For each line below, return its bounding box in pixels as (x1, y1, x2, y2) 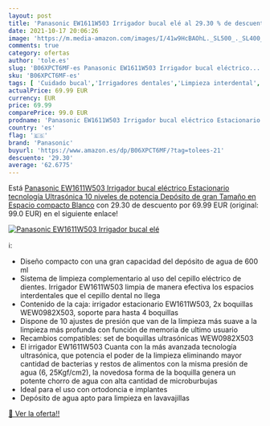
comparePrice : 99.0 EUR (8, 109, 88, 117)
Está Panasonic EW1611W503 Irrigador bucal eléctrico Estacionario (8, 183, 230, 193)
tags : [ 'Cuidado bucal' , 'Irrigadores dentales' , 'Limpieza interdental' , (8, 79, 261, 87)
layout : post (8, 11, 52, 20)
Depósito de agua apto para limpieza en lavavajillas (19, 393, 190, 403)
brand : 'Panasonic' (8, 138, 74, 147)
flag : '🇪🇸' (8, 131, 48, 139)
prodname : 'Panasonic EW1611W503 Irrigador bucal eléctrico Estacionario (8, 117, 261, 125)
